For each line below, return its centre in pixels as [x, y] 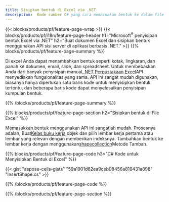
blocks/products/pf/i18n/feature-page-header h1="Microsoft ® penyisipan [81, 35]
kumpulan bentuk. [24, 93]
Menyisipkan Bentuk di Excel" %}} [41, 159]
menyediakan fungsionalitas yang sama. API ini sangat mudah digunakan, [82, 77]
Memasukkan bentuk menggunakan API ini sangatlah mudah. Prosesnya [80, 128]
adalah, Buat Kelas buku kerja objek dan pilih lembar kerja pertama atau [79, 133]
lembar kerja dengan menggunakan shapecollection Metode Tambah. [76, 144]
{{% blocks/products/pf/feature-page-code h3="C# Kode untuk [72, 154]
